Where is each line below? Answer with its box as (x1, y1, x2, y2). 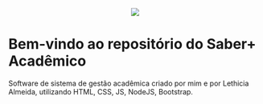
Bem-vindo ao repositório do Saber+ (8, 35, 257, 54)
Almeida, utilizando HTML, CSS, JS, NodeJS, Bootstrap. (8, 86, 193, 96)
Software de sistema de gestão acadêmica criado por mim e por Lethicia (8, 78, 249, 88)
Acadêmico (8, 52, 87, 70)
